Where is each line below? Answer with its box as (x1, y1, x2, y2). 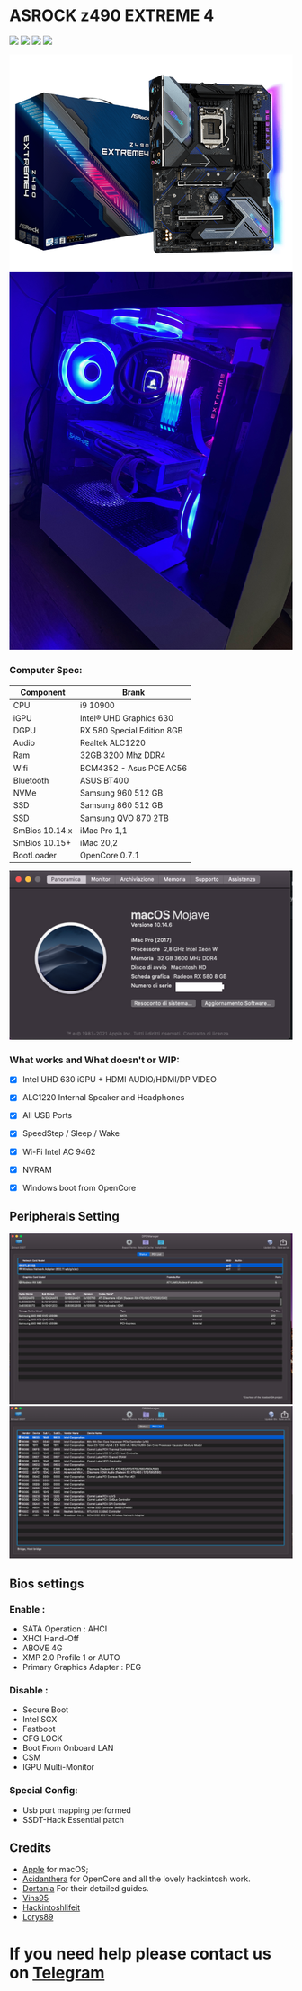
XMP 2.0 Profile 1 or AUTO (22, 1652, 120, 1663)
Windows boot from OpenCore (22, 1182, 137, 1193)
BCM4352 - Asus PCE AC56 (79, 762, 188, 773)
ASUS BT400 (79, 775, 129, 786)
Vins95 (22, 1893, 49, 1904)
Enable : (9, 1603, 46, 1615)
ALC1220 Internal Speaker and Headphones (22, 1092, 185, 1103)
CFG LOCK (22, 1733, 63, 1744)
